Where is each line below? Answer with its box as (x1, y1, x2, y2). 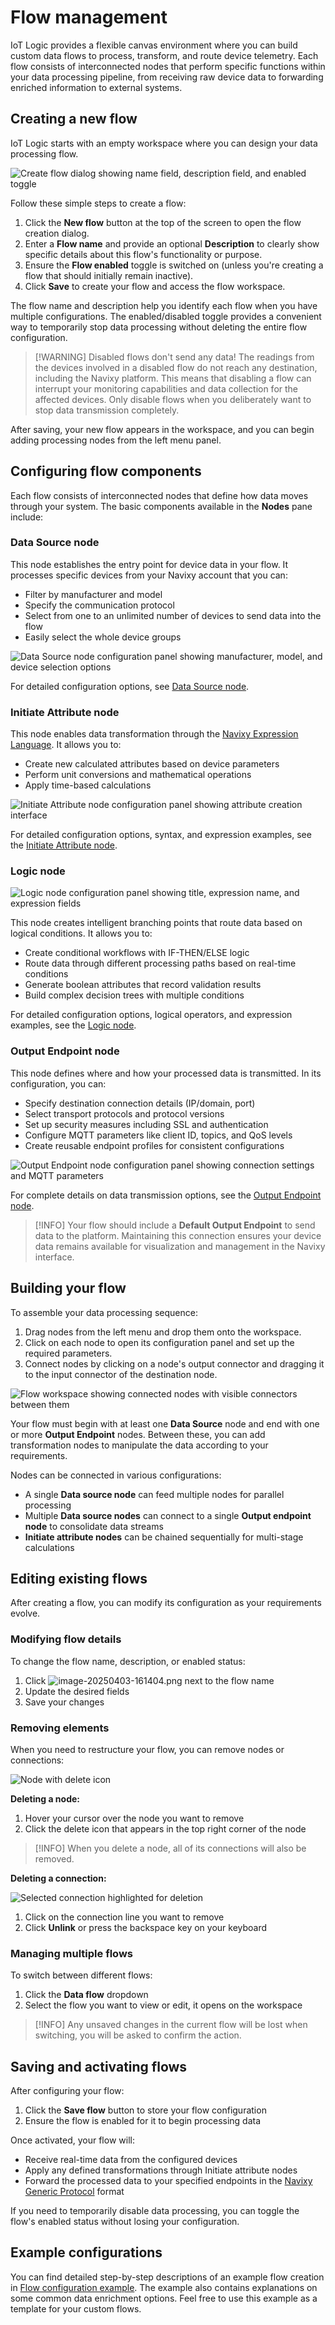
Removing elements (10, 1721, 110, 1735)
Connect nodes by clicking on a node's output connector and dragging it (24, 1357, 325, 1370)
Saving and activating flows (10, 2058, 188, 2075)
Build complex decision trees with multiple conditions (24, 989, 245, 1001)
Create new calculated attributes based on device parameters (24, 758, 280, 770)
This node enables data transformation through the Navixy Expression (10, 728, 299, 740)
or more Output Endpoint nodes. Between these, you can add (10, 1428, 266, 1440)
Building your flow (10, 1280, 127, 1297)
